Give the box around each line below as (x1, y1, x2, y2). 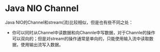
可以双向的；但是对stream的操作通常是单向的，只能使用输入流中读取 (12, 36, 149, 41)
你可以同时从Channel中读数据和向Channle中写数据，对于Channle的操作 (12, 29, 156, 35)
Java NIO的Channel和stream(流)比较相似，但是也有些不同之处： (5, 19, 133, 25)
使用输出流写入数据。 (20, 41, 64, 47)
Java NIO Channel (5, 3, 79, 14)
